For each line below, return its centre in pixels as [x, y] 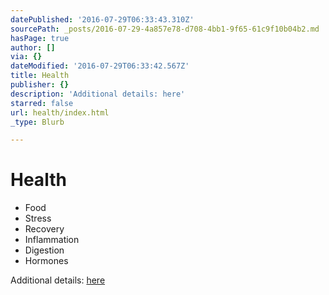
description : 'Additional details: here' [98, 94]
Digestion [44, 250]
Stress [38, 218]
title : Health [40, 76]
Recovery [44, 229]
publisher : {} [40, 85]
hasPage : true [40, 38]
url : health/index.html [60, 112]
